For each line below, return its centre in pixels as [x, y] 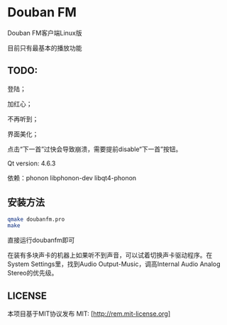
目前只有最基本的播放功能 [45, 48]
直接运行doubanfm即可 [41, 240]
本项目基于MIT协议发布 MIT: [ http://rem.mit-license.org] [89, 314]
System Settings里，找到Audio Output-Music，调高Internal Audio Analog [114, 264]
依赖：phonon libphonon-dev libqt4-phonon [72, 177]
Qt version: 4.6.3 [32, 163]
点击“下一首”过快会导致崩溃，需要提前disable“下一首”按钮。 [95, 149]
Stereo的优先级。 [33, 273]
